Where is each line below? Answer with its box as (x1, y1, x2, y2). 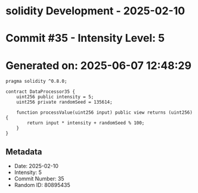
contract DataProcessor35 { (5, 89, 76, 95)
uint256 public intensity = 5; (16, 94, 94, 100)
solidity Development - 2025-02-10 (5, 4, 185, 18)
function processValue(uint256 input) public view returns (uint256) (16, 110, 193, 116)
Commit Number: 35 (14, 175, 64, 182)
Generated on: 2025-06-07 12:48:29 (5, 58, 192, 72)
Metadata (5, 147, 42, 157)
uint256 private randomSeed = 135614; (16, 99, 113, 105)
